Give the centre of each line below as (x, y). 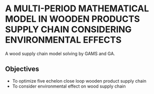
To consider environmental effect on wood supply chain (69, 86)
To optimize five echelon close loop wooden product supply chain (79, 81)
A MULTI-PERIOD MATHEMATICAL (77, 9)
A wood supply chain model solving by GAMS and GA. (60, 53)
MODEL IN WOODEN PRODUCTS (73, 19)
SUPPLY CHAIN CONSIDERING (68, 30)
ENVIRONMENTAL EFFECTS (63, 40)
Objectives (22, 69)
